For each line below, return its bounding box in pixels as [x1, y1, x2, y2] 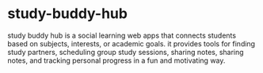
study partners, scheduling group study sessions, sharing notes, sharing [7, 47, 244, 57]
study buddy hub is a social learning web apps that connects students [7, 31, 237, 40]
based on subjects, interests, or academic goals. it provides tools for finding [7, 38, 255, 48]
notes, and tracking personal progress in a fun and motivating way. [7, 56, 226, 65]
